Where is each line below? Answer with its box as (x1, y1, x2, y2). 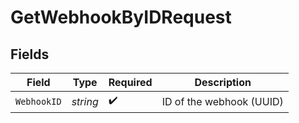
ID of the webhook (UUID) (161, 94, 284, 108)
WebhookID (15, 96, 62, 107)
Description (194, 76, 252, 89)
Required (108, 76, 153, 89)
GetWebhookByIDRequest (10, 6, 232, 29)
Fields (10, 46, 50, 63)
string (71, 94, 99, 108)
